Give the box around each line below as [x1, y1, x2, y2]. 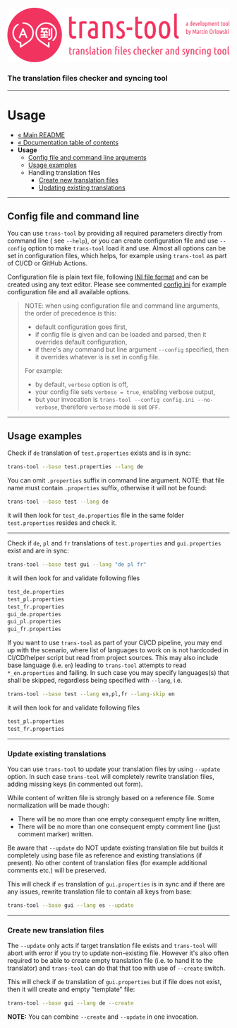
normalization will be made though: [7, 801, 109, 810]
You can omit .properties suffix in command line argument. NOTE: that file [7, 476, 224, 485]
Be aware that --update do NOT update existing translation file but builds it [7, 843, 224, 853]
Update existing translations [7, 749, 107, 758]
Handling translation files [28, 168, 101, 177]
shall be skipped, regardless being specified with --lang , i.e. [7, 676, 183, 685]
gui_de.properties [7, 611, 61, 618]
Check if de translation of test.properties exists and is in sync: [7, 449, 191, 457]
